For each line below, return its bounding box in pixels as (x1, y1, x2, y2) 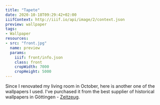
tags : (5, 27, 17, 32)
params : (10, 50, 27, 55)
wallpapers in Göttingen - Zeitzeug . (5, 94, 81, 100)
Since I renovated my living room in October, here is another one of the (5, 83, 155, 89)
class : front (14, 60, 43, 65)
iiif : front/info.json (14, 55, 63, 60)
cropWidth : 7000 (14, 64, 50, 69)
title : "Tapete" (5, 7, 40, 13)
